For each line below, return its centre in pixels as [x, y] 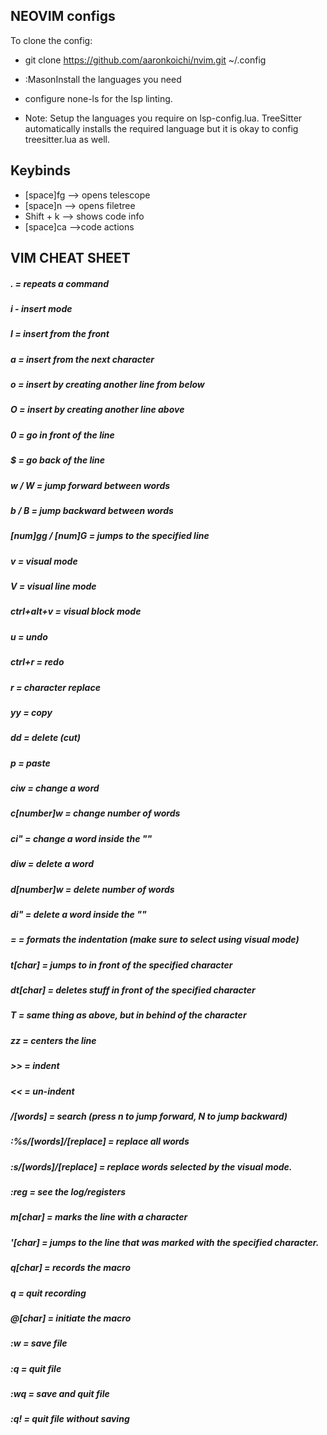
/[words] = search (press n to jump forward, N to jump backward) [149, 1116]
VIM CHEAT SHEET [70, 258]
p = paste [30, 763]
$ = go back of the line [58, 460]
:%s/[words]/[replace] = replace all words [100, 1141]
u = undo [29, 636]
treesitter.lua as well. [67, 139]
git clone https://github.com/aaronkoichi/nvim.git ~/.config [145, 60]
